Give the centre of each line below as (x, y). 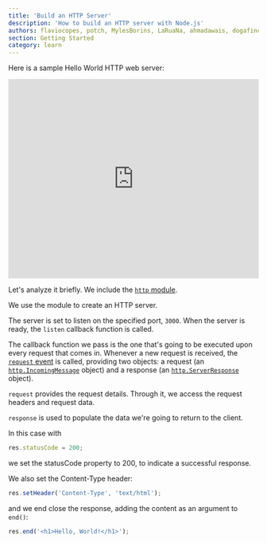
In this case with (35, 433)
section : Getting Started (51, 38)
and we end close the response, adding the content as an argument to (123, 508)
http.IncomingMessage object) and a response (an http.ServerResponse (124, 370)
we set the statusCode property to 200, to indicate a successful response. (130, 463)
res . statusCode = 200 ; (46, 448)
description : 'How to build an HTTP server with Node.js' (106, 23)
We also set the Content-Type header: (70, 478)
